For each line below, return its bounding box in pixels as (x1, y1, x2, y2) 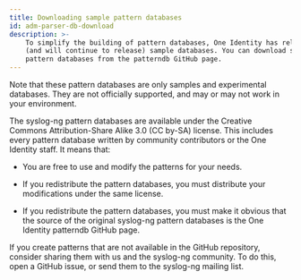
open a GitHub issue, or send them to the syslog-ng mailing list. (9, 261, 245, 271)
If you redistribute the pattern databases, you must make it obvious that (21, 206, 287, 216)
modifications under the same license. (21, 189, 164, 199)
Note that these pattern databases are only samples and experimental (9, 80, 267, 89)
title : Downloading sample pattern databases (9, 13, 182, 22)
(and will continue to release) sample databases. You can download (25, 47, 287, 55)
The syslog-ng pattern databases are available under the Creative (9, 115, 253, 126)
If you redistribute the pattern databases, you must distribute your (21, 179, 266, 189)
